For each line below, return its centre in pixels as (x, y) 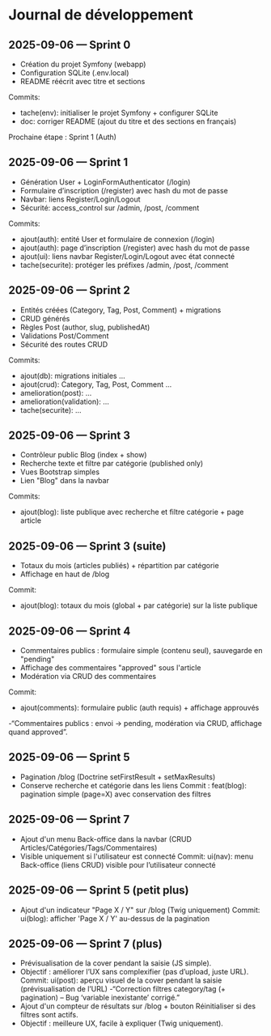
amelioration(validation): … (64, 401)
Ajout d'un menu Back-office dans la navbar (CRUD (106, 839)
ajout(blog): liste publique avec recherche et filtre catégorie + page (132, 512)
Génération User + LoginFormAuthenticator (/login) (105, 182)
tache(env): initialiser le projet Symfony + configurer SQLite (119, 113)
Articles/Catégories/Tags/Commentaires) (89, 847)
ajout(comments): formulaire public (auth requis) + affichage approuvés (140, 708)
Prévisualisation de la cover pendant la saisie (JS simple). (116, 963)
